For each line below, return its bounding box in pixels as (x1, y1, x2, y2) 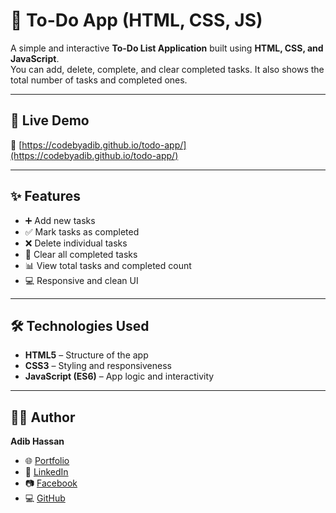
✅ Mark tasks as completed (24, 225, 140, 238)
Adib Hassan (10, 435, 65, 448)
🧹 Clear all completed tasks (24, 248, 138, 260)
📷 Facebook (24, 477, 78, 489)
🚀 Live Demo (10, 112, 90, 129)
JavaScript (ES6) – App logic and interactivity (24, 370, 215, 383)
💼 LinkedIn (24, 466, 69, 478)
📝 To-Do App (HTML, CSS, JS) (10, 9, 263, 32)
